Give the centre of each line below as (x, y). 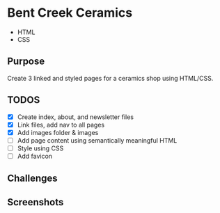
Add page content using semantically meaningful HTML (97, 140)
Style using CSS (40, 148)
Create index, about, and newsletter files (76, 117)
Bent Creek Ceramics (70, 13)
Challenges (32, 179)
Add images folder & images (58, 132)
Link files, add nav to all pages (61, 125)
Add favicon (35, 156)
